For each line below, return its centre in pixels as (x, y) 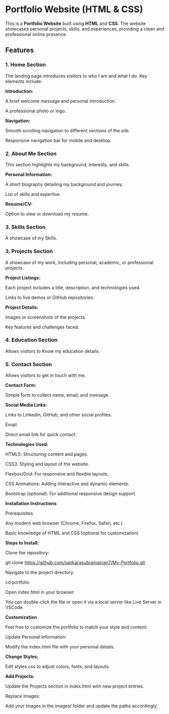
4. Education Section (31, 340)
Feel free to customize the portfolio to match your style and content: (76, 627)
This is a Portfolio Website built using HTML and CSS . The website (76, 23)
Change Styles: (22, 657)
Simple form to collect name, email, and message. (58, 395)
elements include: (24, 81)
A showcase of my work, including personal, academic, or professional (79, 262)
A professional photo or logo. (36, 111)
